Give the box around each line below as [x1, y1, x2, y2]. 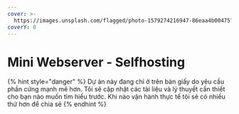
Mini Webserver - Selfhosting [7, 54, 186, 70]
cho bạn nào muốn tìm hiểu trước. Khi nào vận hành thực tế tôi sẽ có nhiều [7, 93, 225, 101]
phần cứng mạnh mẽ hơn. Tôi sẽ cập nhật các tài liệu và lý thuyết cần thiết [7, 85, 225, 93]
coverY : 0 [7, 23, 37, 30]
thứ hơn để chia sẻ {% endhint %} [7, 100, 107, 108]
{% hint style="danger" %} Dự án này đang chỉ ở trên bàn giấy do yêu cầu [7, 77, 225, 86]
